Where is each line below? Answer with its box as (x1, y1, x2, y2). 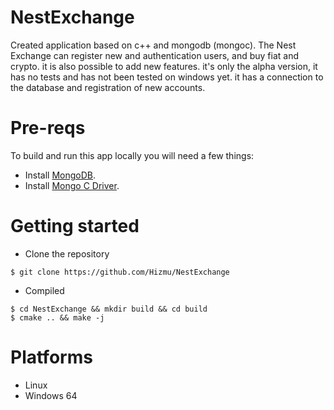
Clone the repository (24, 247, 110, 260)
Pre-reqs (10, 117, 86, 140)
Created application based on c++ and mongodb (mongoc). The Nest (10, 39, 297, 51)
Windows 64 (24, 389, 78, 401)
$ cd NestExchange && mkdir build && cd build (10, 304, 208, 314)
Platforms (10, 346, 93, 368)
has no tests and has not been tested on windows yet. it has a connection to (10, 71, 324, 83)
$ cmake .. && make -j (10, 312, 105, 323)
